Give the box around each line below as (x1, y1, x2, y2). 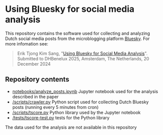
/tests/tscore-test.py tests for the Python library (12, 115, 110, 121)
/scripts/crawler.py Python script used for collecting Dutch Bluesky (12, 99, 149, 105)
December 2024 (17, 61, 51, 67)
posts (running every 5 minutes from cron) (12, 104, 99, 110)
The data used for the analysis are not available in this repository (5, 124, 137, 130)
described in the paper (12, 93, 59, 99)
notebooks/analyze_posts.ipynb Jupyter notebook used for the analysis (12, 88, 158, 94)
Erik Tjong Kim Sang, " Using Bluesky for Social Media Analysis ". (17, 50, 148, 56)
